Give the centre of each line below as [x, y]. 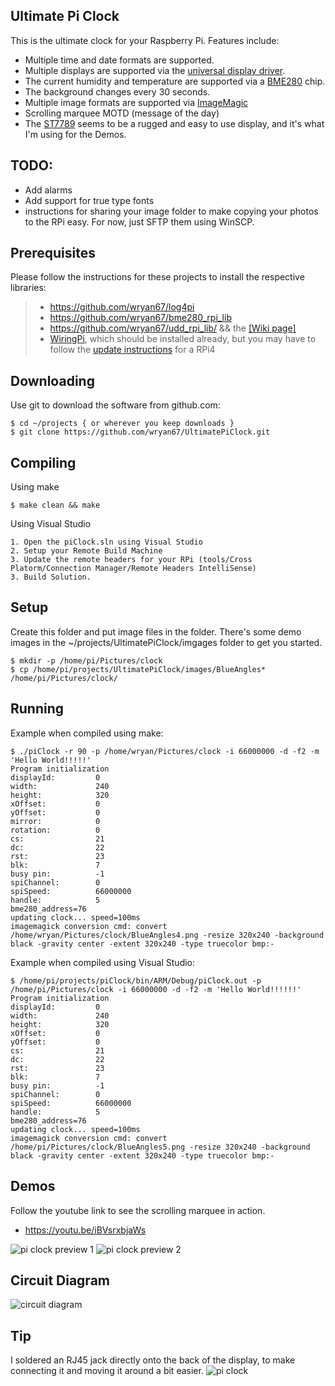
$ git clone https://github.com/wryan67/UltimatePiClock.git [140, 432]
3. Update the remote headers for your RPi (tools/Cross [131, 560]
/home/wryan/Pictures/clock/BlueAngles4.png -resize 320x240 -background [167, 935]
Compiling [43, 462]
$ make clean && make [55, 505]
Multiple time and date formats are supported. [119, 60]
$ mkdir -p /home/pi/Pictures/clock [86, 660]
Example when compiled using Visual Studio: [103, 962]
